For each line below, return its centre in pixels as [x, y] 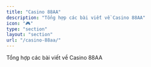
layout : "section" [30, 35]
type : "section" [27, 29]
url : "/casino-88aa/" [34, 40]
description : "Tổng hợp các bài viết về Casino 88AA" [76, 18]
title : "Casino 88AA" [34, 12]
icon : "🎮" [20, 23]
